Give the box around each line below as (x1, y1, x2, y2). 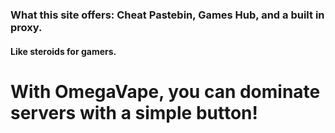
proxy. (10, 20, 43, 34)
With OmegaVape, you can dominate (10, 80, 321, 103)
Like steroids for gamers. (10, 45, 117, 57)
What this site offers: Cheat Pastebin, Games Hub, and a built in (10, 8, 325, 22)
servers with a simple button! (10, 101, 258, 124)
